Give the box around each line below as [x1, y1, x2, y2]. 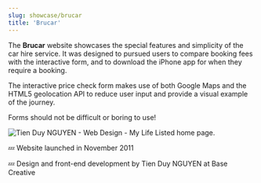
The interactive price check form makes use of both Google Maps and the [8, 80, 247, 90]
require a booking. [8, 65, 67, 75]
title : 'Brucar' [8, 19, 61, 27]
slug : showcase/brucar [8, 11, 82, 20]
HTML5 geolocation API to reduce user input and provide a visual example [8, 89, 248, 98]
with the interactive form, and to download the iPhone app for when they [8, 57, 243, 67]
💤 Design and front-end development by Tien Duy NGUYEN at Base [8, 159, 228, 168]
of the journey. [8, 97, 56, 107]
